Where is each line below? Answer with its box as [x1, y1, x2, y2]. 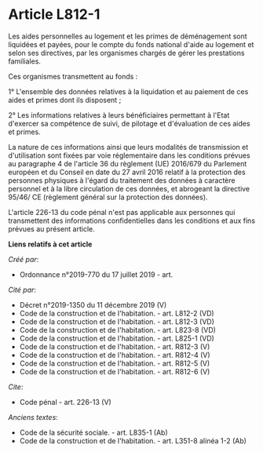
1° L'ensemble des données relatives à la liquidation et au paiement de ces [8, 86, 249, 96]
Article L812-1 [8, 5, 100, 24]
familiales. [8, 56, 42, 66]
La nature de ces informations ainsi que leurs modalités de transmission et [8, 142, 249, 151]
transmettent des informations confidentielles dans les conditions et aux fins [8, 216, 256, 225]
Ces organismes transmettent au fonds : [8, 71, 138, 81]
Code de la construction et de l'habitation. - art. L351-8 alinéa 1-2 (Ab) [19, 436, 247, 445]
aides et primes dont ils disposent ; [8, 95, 122, 104]
